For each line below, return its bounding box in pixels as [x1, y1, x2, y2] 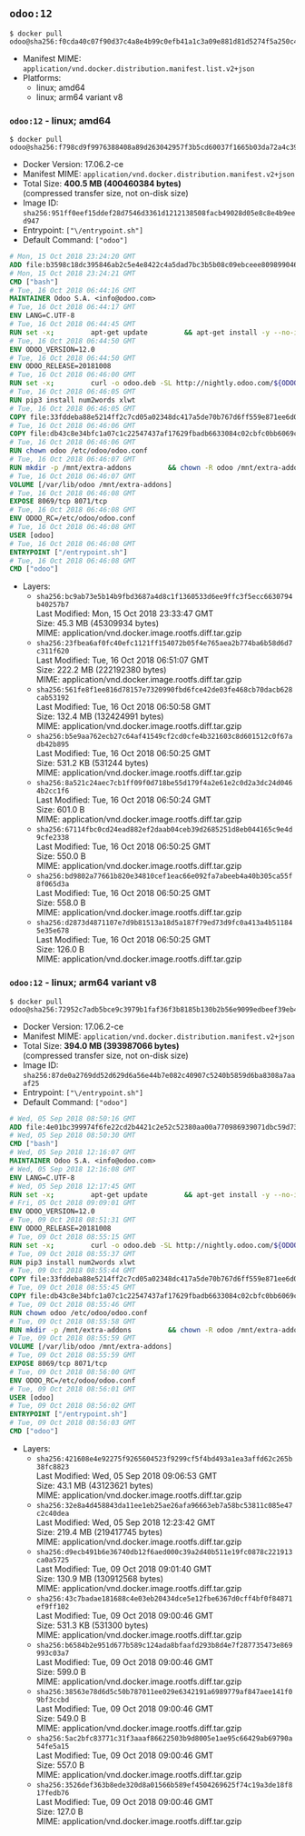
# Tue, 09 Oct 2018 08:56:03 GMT [9, 1418, 136, 1428]
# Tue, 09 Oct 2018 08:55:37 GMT [9, 1249, 136, 1258]
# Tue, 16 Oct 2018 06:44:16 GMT [9, 285, 136, 294]
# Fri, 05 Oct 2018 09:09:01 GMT [9, 1199, 136, 1208]
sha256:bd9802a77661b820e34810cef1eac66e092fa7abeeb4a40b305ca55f [35, 872, 293, 881]
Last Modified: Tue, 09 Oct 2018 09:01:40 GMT [35, 1563, 212, 1574]
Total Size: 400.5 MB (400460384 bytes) [22, 178, 182, 189]
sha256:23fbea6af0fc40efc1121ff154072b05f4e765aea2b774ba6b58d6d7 [35, 639, 293, 648]
